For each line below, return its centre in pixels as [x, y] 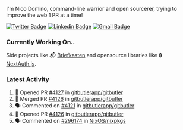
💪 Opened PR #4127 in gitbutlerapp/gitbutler [69, 92]
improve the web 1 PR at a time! [45, 15]
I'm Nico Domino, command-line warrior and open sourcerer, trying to [91, 9]
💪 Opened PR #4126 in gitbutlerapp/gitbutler [69, 114]
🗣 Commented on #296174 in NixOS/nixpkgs [70, 120]
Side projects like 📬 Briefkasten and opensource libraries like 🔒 [84, 55]
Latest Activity [28, 79]
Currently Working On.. [41, 42]
